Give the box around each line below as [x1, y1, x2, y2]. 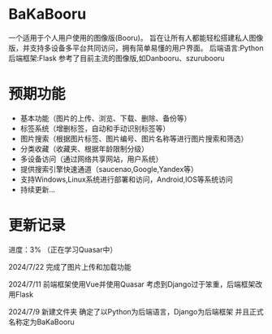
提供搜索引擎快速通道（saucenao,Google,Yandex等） [19, 164, 199, 174]
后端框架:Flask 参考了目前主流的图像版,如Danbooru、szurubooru [8, 53, 225, 63]
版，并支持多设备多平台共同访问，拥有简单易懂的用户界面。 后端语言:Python [8, 42, 264, 53]
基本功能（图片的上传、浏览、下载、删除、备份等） [19, 113, 192, 123]
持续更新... [19, 184, 55, 194]
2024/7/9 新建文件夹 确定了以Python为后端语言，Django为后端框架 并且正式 [8, 306, 264, 316]
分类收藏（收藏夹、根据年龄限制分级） [19, 143, 149, 153]
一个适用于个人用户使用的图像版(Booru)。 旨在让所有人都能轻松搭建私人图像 [8, 33, 264, 42]
